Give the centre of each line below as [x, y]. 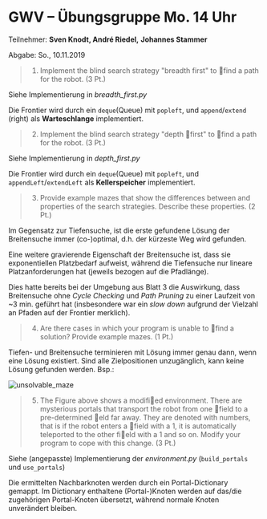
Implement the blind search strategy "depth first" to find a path [148, 134]
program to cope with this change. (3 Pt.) [108, 443]
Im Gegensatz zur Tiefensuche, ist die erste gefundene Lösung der [119, 230]
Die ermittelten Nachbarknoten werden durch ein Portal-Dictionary [118, 482]
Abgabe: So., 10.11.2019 [47, 55]
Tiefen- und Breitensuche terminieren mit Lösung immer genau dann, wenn [133, 352]
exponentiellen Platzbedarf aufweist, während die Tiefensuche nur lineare [130, 263]
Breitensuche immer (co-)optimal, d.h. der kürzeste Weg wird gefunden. [127, 239]
